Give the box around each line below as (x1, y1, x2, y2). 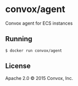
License (5, 62, 31, 70)
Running (5, 35, 33, 43)
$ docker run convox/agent (5, 48, 62, 53)
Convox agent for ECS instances (5, 20, 73, 26)
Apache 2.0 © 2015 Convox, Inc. (5, 75, 73, 81)
